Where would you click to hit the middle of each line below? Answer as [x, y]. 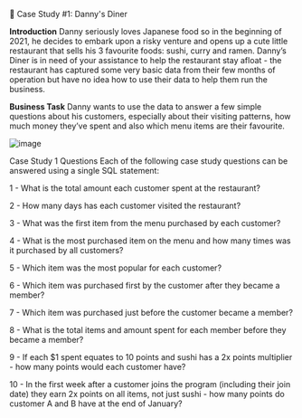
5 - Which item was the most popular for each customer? [116, 268]
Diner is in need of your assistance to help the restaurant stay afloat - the [146, 60]
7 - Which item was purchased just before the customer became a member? [151, 313]
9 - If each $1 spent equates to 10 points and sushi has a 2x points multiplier [151, 357]
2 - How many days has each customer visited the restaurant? [125, 205]
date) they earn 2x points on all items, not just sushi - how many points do [147, 394]
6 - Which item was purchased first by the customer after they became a [145, 285]
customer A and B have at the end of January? [96, 404]
